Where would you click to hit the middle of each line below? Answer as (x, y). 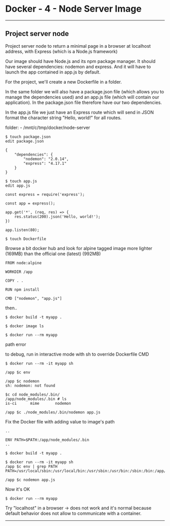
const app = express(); (30, 203)
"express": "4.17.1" (45, 163)
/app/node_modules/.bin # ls (36, 399)
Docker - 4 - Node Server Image (73, 9)
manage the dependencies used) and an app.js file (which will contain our (82, 97)
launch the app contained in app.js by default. (53, 72)
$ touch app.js (21, 181)
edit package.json (25, 141)
